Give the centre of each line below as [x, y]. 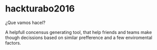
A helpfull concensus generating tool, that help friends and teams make [78, 32]
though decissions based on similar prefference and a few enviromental [79, 37]
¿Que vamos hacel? [25, 22]
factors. [13, 42]
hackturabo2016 [40, 9]
